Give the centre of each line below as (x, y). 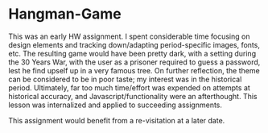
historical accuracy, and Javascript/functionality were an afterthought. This (133, 96)
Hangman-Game (65, 14)
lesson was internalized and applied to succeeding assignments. (115, 105)
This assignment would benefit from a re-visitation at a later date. (117, 120)
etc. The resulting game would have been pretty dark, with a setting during (132, 53)
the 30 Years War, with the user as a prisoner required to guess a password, (134, 62)
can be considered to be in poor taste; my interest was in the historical (125, 79)
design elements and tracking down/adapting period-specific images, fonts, (134, 44)
